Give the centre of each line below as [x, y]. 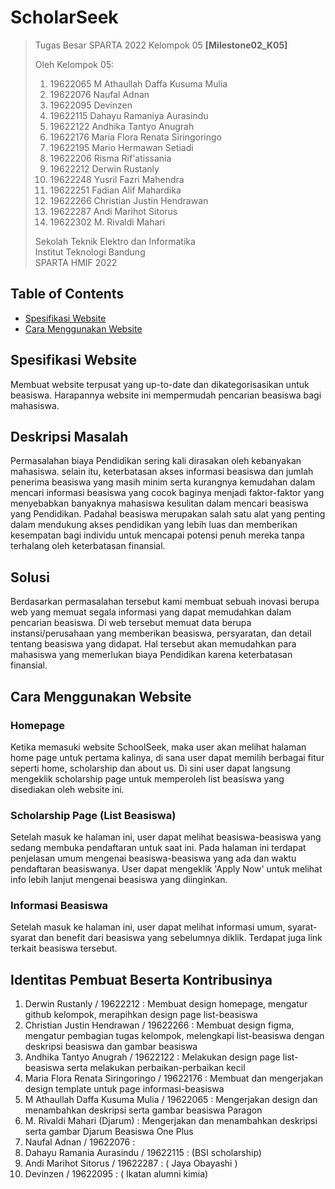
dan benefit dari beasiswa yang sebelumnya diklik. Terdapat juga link [180, 938]
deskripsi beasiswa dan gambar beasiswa [111, 1047]
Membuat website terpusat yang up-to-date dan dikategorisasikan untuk [160, 384]
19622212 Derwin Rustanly [104, 168]
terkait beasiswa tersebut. [64, 948]
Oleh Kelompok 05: [74, 64]
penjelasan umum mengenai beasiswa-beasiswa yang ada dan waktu [153, 858]
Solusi [30, 577]
